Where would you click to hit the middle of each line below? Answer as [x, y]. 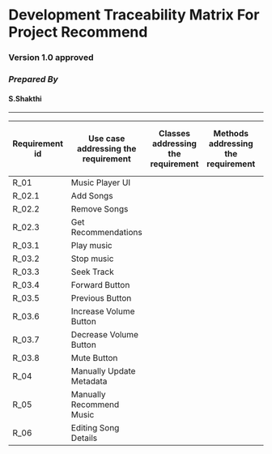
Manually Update [103, 371]
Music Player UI [101, 182]
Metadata [89, 381]
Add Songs [92, 196]
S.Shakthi [25, 98]
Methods [231, 134]
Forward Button [100, 285]
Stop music [92, 259]
